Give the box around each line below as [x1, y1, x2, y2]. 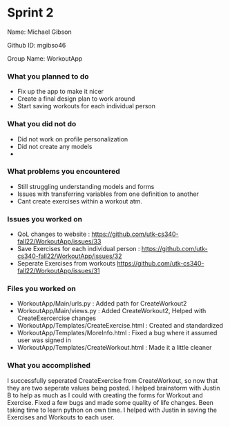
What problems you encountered [7, 167, 121, 177]
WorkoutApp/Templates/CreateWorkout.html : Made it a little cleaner [17, 344, 212, 352]
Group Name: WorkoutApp [7, 54, 83, 63]
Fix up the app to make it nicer [17, 88, 104, 96]
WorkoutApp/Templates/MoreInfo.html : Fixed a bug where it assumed [17, 329, 218, 337]
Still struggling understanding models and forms [17, 182, 155, 190]
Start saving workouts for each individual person [17, 102, 156, 110]
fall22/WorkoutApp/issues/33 [17, 237, 102, 246]
